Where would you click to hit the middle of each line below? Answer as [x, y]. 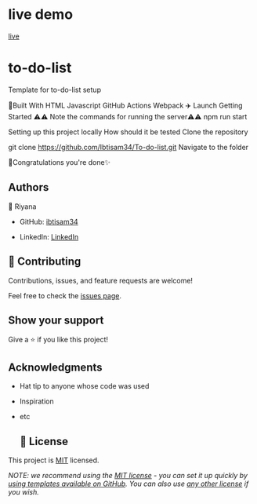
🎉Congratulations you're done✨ [60, 162]
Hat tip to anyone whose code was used [84, 386]
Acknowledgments [56, 367]
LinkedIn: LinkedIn [49, 236]
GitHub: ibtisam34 [49, 221]
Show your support [56, 320]
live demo [40, 15]
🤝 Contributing [45, 262]
